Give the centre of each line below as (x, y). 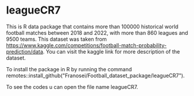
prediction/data (25, 51)
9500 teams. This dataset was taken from (56, 39)
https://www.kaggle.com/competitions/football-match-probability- (86, 45)
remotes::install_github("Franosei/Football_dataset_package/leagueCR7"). (96, 75)
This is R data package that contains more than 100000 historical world (92, 27)
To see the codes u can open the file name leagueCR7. (72, 87)
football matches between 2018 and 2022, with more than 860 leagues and (97, 32)
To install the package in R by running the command (69, 69)
